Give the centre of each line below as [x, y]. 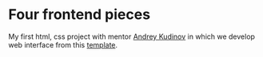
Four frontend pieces [79, 15]
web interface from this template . [63, 44]
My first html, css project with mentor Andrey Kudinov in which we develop [132, 36]
